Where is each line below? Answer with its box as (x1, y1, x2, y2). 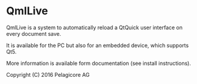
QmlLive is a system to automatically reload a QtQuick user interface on (6, 24, 183, 31)
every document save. (6, 30, 62, 37)
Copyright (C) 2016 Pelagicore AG (6, 71, 90, 78)
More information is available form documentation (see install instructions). (6, 60, 192, 67)
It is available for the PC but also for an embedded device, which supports (6, 42, 189, 49)
